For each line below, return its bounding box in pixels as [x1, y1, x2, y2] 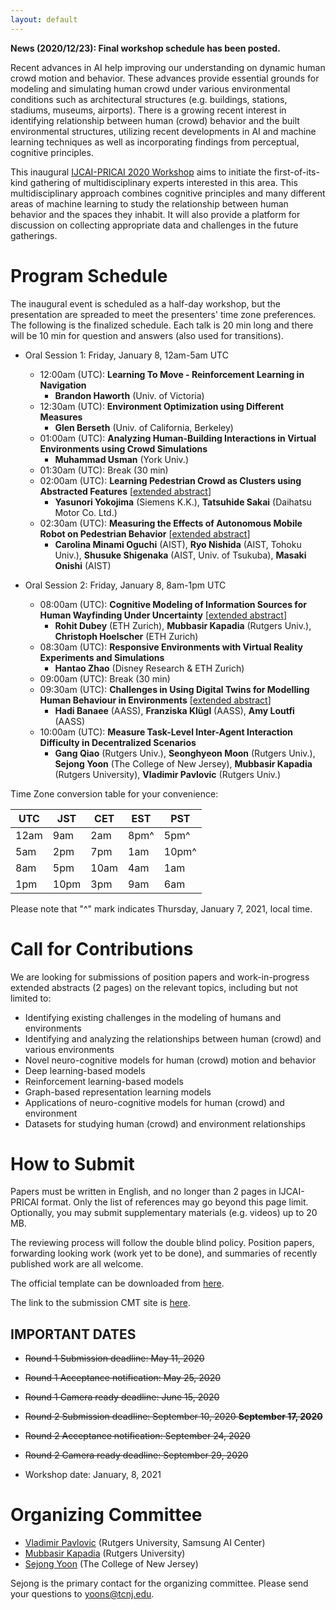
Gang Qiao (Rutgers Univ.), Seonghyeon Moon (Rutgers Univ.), [54, 747, 316, 759]
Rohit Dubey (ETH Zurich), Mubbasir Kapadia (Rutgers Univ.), [54, 619, 312, 631]
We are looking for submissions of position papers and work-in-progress [10, 971, 310, 983]
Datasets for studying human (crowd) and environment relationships [24, 1117, 306, 1130]
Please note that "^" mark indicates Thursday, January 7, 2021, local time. [10, 902, 313, 915]
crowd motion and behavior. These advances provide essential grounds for [10, 72, 320, 84]
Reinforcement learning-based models [24, 1075, 184, 1087]
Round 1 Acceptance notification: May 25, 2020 [24, 1372, 222, 1384]
